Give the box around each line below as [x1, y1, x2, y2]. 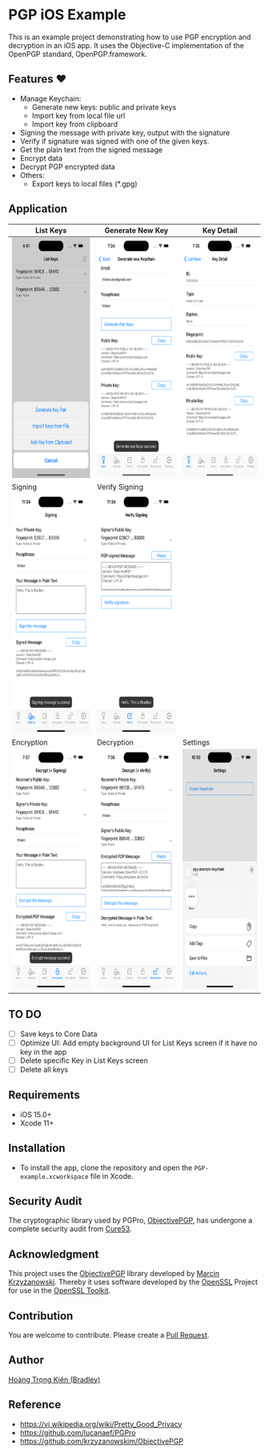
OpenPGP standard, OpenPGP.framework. [8, 49, 148, 59]
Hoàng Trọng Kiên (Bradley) [8, 1375, 101, 1384]
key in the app [19, 1047, 67, 1056]
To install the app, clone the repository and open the [19, 1162, 193, 1172]
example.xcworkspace [19, 1173, 89, 1181]
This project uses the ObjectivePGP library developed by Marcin [8, 1269, 220, 1278]
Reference [8, 1398, 62, 1412]
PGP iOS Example [8, 6, 126, 24]
